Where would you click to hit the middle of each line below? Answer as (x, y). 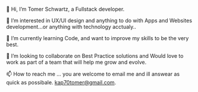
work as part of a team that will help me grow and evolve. (76, 62)
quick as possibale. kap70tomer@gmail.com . (61, 82)
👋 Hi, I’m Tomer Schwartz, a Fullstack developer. (65, 9)
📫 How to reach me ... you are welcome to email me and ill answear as (93, 74)
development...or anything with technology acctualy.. (71, 27)
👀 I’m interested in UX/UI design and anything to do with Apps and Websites (99, 20)
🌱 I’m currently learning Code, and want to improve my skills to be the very (98, 38)
